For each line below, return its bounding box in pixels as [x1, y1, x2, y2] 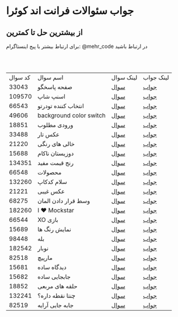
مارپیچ [37, 254, 53, 262]
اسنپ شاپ [37, 92, 66, 100]
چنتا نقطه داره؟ [37, 292, 76, 299]
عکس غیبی [37, 187, 65, 195]
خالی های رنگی [37, 140, 75, 148]
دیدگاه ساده [37, 263, 67, 271]
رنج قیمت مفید [37, 159, 74, 167]
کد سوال [9, 74, 31, 81]
